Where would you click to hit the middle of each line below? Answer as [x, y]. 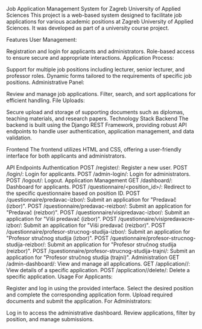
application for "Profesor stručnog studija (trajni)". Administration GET [93, 257]
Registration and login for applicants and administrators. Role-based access [100, 51]
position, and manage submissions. [50, 319]
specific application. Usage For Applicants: [59, 276]
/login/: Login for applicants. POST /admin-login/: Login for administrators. [99, 174]
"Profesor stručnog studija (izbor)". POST [58, 238]
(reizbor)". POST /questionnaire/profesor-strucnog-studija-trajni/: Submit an [101, 251]
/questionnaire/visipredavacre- [157, 219]
